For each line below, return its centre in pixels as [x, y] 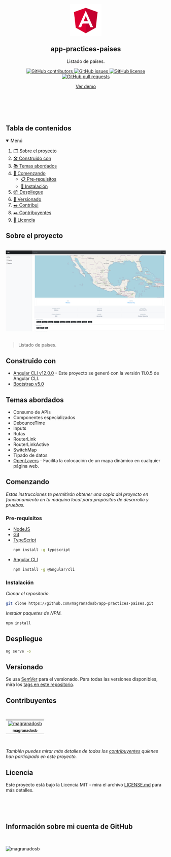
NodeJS [22, 529]
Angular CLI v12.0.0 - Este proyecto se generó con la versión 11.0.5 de [86, 373]
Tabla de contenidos [39, 128]
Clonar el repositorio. [28, 594]
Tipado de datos [30, 455]
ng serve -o [18, 651]
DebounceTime [29, 423]
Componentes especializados [44, 418]
